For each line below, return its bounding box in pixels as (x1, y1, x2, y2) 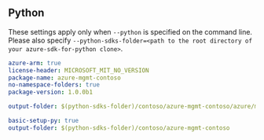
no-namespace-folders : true (8, 81, 101, 89)
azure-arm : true (8, 59, 61, 67)
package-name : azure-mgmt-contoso (8, 74, 122, 82)
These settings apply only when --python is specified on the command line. (8, 27, 253, 36)
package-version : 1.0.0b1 (8, 88, 93, 97)
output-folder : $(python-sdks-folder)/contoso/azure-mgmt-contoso (8, 123, 230, 132)
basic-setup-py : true (8, 117, 79, 125)
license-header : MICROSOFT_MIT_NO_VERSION (8, 66, 149, 74)
